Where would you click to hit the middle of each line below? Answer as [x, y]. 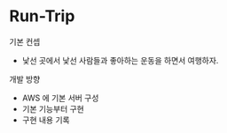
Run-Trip [42, 16]
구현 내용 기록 [46, 120]
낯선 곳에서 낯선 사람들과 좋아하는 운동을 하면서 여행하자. [120, 60]
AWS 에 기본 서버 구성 [60, 98]
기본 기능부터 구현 [53, 108]
